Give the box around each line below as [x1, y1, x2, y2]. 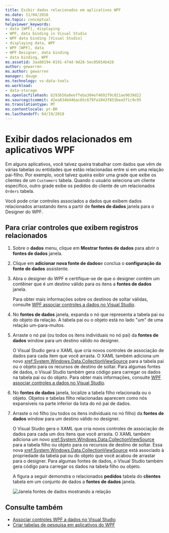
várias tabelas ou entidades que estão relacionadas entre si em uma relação [5, 166, 164, 172]
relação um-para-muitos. [12, 322, 65, 328]
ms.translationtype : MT [5, 102, 56, 107]
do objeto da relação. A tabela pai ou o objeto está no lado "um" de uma [12, 316, 163, 323]
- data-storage [5, 87, 37, 93]
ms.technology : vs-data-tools [5, 78, 69, 83]
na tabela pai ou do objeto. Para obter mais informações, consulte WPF [12, 374, 161, 380]
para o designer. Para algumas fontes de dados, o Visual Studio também [12, 458, 163, 464]
